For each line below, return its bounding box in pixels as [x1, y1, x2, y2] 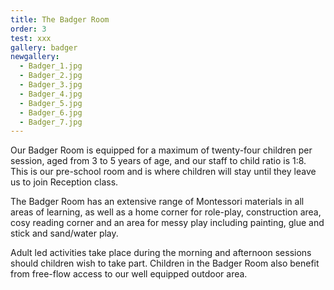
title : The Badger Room [10, 14, 110, 25]
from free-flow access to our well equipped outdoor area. [10, 268, 248, 280]
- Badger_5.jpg [19, 98, 83, 108]
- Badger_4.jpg [19, 89, 83, 99]
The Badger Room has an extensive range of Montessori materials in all [10, 196, 305, 208]
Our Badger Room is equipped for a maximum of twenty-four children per [10, 144, 313, 156]
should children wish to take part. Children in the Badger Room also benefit [10, 257, 320, 270]
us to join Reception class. [10, 176, 119, 188]
